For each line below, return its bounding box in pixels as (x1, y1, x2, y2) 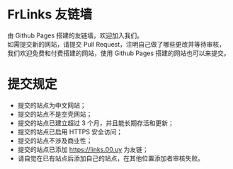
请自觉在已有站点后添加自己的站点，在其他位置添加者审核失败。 (17, 153, 204, 163)
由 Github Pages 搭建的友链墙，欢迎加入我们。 (7, 31, 144, 40)
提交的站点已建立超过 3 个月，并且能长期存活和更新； (17, 118, 175, 127)
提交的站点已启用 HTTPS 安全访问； (17, 127, 123, 136)
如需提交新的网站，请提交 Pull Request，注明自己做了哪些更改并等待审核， (7, 40, 225, 48)
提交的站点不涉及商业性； (17, 136, 93, 145)
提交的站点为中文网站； (17, 100, 86, 110)
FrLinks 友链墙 (7, 6, 93, 23)
